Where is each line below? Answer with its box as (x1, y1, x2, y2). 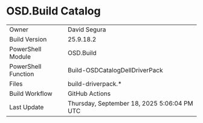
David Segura (67, 25, 106, 34)
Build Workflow (9, 89, 53, 98)
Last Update (9, 102, 44, 111)
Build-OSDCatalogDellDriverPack (67, 66, 163, 74)
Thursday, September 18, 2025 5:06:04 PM (67, 99, 193, 107)
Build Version (9, 35, 47, 43)
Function (9, 69, 34, 78)
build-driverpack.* (67, 80, 122, 88)
